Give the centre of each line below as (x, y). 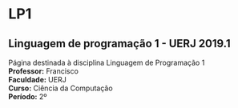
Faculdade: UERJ (37, 80)
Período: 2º (28, 96)
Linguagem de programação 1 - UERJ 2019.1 (119, 44)
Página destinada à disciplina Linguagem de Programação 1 (107, 62)
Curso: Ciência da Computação (61, 88)
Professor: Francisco (43, 71)
